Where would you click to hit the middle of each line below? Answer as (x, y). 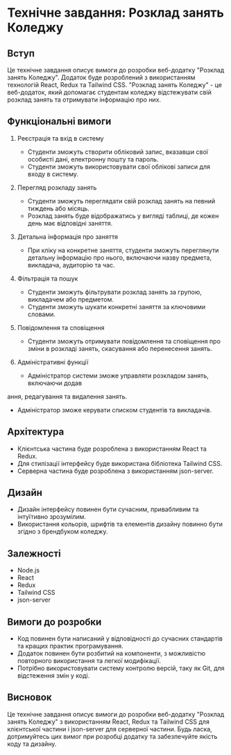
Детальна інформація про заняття (67, 236)
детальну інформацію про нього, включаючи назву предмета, (120, 257)
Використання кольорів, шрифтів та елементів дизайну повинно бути (120, 524)
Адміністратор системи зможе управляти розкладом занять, (118, 375)
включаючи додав (54, 383)
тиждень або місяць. (59, 208)
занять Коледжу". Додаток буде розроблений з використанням (101, 77)
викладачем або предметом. (71, 299)
